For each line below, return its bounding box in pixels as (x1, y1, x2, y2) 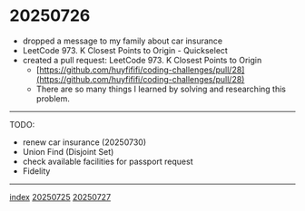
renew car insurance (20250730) (22, 137, 147, 148)
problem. (35, 92, 71, 104)
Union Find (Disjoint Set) (22, 146, 114, 157)
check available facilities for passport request (22, 156, 193, 167)
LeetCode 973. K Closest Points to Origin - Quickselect (22, 44, 229, 55)
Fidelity (22, 165, 51, 177)
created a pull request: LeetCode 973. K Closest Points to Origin (22, 54, 262, 65)
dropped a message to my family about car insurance (22, 35, 223, 46)
